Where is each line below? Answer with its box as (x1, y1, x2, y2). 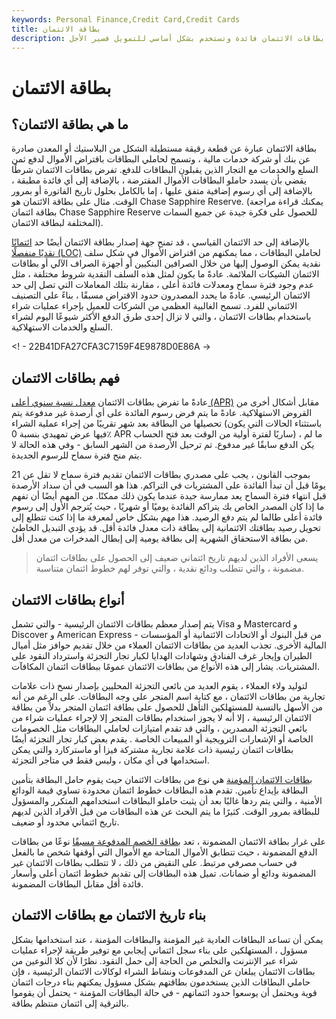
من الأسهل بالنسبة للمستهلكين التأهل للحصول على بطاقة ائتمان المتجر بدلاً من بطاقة (11, 701, 324, 713)
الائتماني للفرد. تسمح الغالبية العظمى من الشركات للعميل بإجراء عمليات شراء (11, 300, 298, 312)
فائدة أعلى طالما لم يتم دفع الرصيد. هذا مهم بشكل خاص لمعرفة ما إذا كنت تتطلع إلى (11, 511, 323, 523)
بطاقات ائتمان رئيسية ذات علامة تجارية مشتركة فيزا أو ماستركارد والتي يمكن (11, 744, 294, 755)
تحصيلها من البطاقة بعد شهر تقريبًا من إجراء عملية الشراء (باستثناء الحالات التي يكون (11, 417, 323, 430)
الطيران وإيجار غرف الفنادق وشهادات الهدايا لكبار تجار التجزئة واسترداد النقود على (11, 650, 313, 661)
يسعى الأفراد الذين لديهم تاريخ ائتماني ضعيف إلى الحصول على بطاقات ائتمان (35, 552, 319, 564)
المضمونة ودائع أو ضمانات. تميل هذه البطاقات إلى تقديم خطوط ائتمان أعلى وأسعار (11, 867, 317, 879)
